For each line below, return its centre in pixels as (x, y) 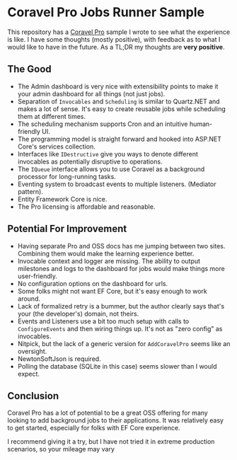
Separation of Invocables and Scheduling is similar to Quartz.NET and (119, 101)
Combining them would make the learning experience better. (106, 253)
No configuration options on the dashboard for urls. (93, 283)
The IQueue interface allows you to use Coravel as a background (111, 169)
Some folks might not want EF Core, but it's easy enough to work (112, 291)
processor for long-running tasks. (67, 176)
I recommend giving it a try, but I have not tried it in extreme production (111, 442)
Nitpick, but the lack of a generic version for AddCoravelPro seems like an (124, 343)
